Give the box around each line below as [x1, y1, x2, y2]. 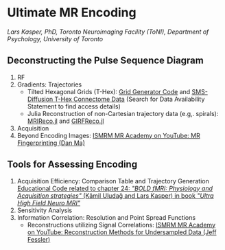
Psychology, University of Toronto [7, 34, 104, 43]
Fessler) [27, 235, 51, 243]
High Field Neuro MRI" [16, 198, 81, 207]
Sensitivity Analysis [16, 206, 73, 214]
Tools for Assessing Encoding [7, 159, 138, 170]
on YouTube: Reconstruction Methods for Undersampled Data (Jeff [27, 228, 217, 236]
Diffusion [27, 95, 54, 103]
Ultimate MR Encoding [7, 5, 137, 21]
